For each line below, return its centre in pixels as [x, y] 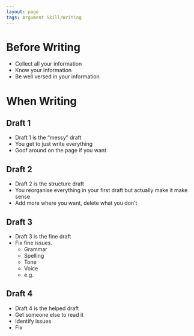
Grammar [35, 249]
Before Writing [44, 47]
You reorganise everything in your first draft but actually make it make [101, 190]
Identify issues [33, 321]
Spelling [34, 256]
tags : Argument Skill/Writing [44, 17]
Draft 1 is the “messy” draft [48, 138]
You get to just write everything [54, 144]
